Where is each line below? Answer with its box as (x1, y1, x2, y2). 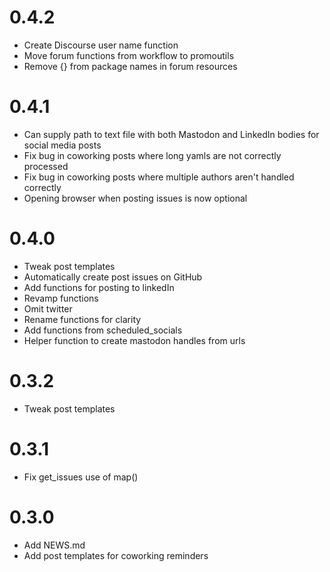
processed (23, 160, 69, 172)
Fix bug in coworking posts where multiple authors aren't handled (23, 171, 295, 183)
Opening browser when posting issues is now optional (23, 192, 248, 204)
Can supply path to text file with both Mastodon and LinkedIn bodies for (23, 128, 320, 140)
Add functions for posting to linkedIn (23, 281, 175, 293)
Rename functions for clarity (23, 313, 142, 325)
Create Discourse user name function (23, 39, 179, 51)
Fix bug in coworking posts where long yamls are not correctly (23, 149, 282, 161)
